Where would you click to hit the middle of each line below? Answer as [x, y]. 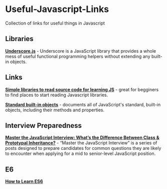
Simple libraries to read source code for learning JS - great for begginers [82, 89]
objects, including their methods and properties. [55, 110]
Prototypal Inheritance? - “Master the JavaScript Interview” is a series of [81, 143]
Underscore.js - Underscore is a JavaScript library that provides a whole [81, 51]
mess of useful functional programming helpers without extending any [78, 56]
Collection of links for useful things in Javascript [55, 23]
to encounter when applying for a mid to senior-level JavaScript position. [80, 153]
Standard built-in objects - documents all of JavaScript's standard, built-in [83, 104]
